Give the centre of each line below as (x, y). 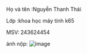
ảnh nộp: (17, 44)
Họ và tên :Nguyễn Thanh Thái (44, 9)
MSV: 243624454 (28, 32)
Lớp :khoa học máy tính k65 (40, 21)
